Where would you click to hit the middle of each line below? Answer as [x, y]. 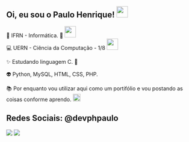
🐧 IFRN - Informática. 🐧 [35, 35]
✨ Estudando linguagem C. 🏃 [42, 61]
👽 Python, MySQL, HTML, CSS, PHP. [52, 74]
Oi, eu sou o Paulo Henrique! [60, 15]
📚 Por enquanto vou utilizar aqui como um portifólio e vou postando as [95, 88]
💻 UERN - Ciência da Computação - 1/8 [56, 48]
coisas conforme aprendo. [39, 99]
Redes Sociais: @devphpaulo [62, 118]
